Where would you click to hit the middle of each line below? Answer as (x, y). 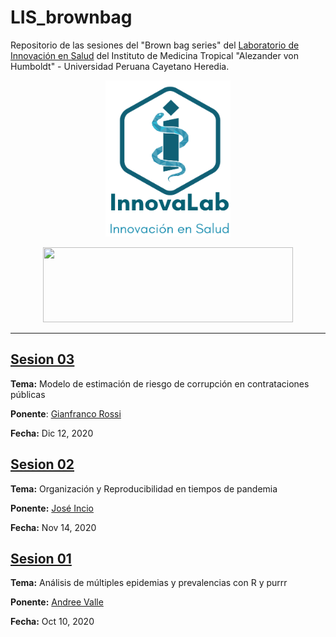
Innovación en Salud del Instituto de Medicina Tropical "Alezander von (154, 55)
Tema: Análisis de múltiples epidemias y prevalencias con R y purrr (149, 583)
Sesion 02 (42, 464)
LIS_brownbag (71, 17)
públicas (28, 394)
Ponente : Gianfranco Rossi (66, 413)
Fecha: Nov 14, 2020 (53, 527)
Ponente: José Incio (52, 508)
